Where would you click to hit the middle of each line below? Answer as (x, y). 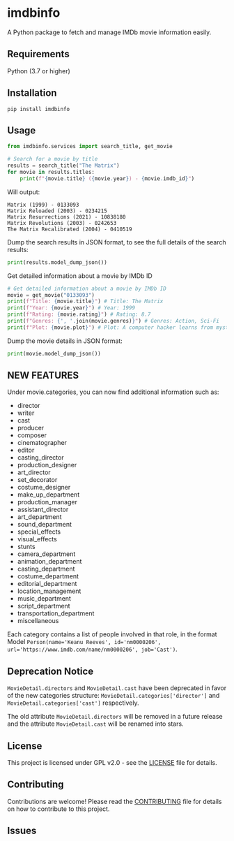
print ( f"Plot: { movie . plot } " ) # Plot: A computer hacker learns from (110, 327)
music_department (44, 599)
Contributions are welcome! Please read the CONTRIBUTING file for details (115, 801)
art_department (39, 517)
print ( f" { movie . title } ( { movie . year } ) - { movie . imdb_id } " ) (107, 178)
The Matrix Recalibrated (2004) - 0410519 (70, 229)
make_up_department (48, 495)
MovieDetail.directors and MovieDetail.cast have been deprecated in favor (117, 688)
